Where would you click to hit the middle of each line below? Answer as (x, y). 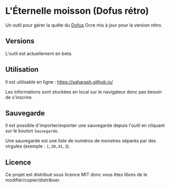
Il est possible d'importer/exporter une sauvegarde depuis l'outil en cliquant (85, 126)
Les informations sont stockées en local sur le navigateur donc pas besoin (84, 91)
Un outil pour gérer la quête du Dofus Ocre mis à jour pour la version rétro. (84, 25)
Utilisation (22, 70)
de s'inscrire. (19, 97)
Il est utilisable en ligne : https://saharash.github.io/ (59, 82)
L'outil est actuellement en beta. (39, 53)
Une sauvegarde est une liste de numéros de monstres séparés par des (81, 141)
